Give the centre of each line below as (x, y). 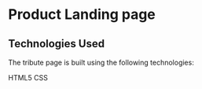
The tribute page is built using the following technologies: (101, 62)
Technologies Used (56, 44)
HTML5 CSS (28, 78)
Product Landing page (82, 15)
